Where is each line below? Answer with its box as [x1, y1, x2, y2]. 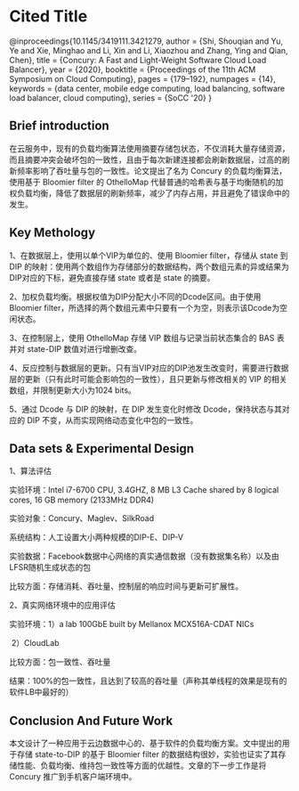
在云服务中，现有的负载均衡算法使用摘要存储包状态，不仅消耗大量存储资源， [9, 143, 290, 153]
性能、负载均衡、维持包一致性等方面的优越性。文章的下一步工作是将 [16, 760, 267, 771]
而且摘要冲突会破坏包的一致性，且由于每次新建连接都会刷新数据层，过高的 [9, 154, 282, 165]
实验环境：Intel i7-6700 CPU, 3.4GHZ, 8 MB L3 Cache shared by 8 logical [9, 485, 279, 495]
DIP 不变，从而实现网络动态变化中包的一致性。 [26, 414, 198, 425]
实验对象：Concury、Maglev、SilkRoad [9, 513, 154, 524]
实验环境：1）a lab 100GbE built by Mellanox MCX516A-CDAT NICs [9, 619, 255, 630]
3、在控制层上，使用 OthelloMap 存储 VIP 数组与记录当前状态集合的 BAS [9, 332, 275, 343]
